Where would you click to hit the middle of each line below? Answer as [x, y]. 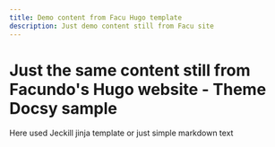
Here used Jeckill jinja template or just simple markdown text [121, 133]
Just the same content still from [130, 70]
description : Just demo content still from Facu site [112, 26]
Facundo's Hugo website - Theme [138, 89]
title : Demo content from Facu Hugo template [95, 17]
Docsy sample [64, 108]
